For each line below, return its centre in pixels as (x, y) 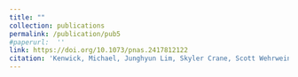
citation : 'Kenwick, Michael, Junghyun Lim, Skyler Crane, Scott (132, 58)
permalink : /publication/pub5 (65, 34)
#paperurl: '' (37, 42)
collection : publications (57, 26)
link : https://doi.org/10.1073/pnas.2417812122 (99, 50)
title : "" (27, 17)
